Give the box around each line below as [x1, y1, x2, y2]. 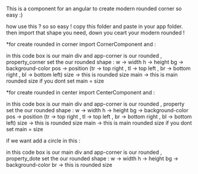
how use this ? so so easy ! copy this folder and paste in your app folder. [6, 23, 183, 30]
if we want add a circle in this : [6, 137, 81, 144]
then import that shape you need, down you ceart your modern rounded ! [6, 29, 185, 36]
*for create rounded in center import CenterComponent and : [6, 89, 155, 96]
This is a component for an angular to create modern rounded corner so [6, 5, 182, 12]
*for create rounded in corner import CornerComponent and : [6, 41, 156, 48]
